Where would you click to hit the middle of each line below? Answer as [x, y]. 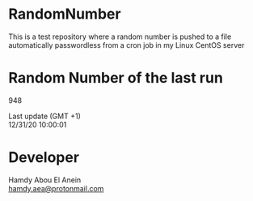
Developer [44, 158]
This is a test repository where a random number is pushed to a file [120, 36]
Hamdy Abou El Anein [45, 180]
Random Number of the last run [116, 78]
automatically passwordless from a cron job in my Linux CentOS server [126, 45]
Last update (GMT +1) [44, 116]
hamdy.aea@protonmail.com [56, 188]
